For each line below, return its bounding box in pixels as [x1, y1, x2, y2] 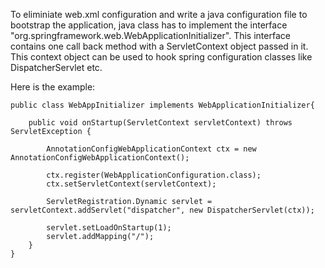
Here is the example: [10, 81, 96, 93]
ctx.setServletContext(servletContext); [46, 179, 217, 189]
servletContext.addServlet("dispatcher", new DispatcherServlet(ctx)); [10, 205, 315, 215]
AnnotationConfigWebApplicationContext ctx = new [46, 144, 257, 154]
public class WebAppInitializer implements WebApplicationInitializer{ [10, 100, 315, 110]
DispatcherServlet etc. [10, 62, 103, 73]
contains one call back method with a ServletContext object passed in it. [10, 40, 309, 52]
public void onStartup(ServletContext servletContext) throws [28, 118, 293, 128]
